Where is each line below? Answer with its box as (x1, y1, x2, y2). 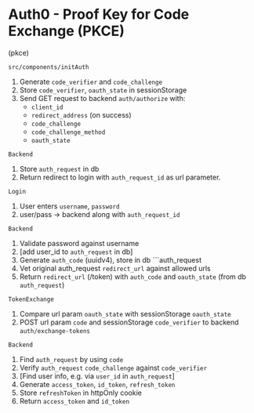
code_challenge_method (31, 128, 106, 136)
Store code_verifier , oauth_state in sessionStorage (19, 85, 187, 95)
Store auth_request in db (19, 164, 100, 173)
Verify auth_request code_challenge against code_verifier (19, 363, 208, 372)
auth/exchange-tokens (19, 327, 90, 335)
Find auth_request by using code (19, 354, 124, 364)
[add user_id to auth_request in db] (19, 247, 133, 256)
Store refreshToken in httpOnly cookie (19, 388, 143, 397)
